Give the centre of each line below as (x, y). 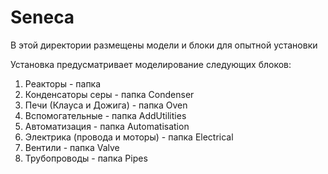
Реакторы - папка (63, 83)
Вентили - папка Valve (72, 147)
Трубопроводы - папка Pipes (86, 158)
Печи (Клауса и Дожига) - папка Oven (106, 105)
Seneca (42, 17)
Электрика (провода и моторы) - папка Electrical (129, 137)
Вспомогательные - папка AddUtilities (105, 115)
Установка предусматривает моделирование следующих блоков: (151, 64)
